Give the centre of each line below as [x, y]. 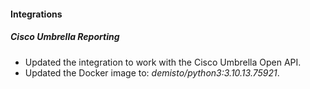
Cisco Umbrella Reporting [65, 37]
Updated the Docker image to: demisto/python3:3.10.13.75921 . [152, 72]
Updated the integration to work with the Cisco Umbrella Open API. [163, 62]
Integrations [36, 14]
